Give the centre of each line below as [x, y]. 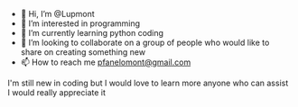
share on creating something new [83, 52]
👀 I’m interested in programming [80, 23]
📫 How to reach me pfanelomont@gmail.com [106, 62]
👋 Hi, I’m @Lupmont [57, 14]
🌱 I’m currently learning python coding [92, 33]
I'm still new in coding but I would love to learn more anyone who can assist [148, 83]
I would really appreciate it [57, 93]
